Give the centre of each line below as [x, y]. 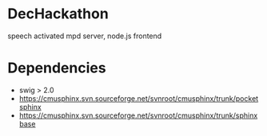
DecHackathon [58, 14]
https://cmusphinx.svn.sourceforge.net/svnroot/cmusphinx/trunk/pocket [139, 98]
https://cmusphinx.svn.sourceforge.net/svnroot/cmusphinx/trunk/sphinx [138, 115]
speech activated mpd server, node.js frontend [85, 36]
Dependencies [57, 68]
